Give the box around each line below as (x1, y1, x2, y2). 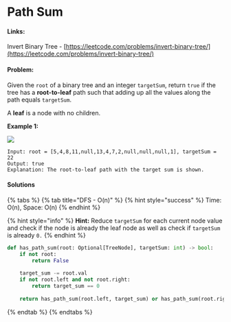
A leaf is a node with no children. (7, 108, 101, 117)
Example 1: (7, 122, 39, 130)
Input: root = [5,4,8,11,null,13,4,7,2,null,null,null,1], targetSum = (7, 148, 217, 155)
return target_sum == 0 (32, 283, 100, 290)
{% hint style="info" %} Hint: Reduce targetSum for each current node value (7, 216, 223, 225)
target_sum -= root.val (19, 270, 88, 277)
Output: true (7, 160, 45, 167)
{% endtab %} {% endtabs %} (7, 308, 93, 316)
